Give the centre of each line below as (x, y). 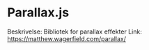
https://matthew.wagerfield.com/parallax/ (67, 38)
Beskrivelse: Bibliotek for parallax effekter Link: (75, 32)
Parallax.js (38, 13)
